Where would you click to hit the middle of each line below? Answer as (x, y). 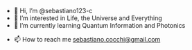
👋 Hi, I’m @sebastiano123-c (53, 11)
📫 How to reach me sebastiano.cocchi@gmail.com (87, 39)
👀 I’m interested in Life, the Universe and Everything (88, 18)
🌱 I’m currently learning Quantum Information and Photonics (99, 25)
